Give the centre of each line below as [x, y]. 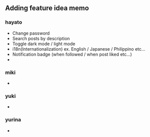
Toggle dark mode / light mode [44, 44]
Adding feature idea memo [47, 8]
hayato [14, 22]
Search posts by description [41, 38]
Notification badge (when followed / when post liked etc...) [72, 54]
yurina [13, 120]
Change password [31, 33]
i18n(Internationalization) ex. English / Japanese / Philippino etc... [79, 49]
